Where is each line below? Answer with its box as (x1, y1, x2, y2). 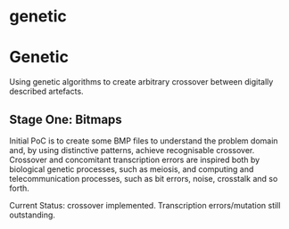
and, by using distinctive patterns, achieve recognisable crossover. (9, 144, 255, 155)
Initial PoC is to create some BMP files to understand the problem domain (9, 135, 278, 146)
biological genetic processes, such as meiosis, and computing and (9, 163, 254, 175)
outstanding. (9, 209, 56, 220)
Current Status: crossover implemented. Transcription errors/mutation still (9, 200, 281, 210)
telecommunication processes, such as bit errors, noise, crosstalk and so (9, 173, 278, 184)
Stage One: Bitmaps (9, 111, 122, 127)
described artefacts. (9, 86, 84, 97)
